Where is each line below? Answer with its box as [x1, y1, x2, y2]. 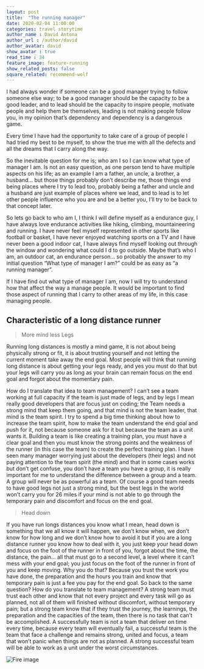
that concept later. [6, 202, 52, 210]
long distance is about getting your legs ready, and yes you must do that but [6, 362, 198, 370]
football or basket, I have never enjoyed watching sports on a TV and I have [6, 234, 196, 241]
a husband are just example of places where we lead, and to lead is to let [6, 190, 189, 197]
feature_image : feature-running [6, 60, 88, 66]
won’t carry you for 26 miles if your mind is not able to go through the [6, 491, 181, 498]
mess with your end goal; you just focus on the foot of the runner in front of [6, 560, 196, 567]
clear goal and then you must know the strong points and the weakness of [6, 439, 193, 446]
